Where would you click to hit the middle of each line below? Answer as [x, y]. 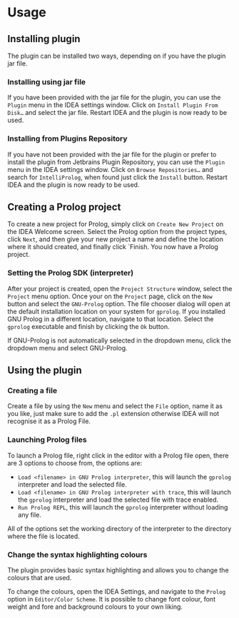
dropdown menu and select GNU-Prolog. [67, 348]
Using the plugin [45, 371]
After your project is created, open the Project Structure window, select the [120, 288]
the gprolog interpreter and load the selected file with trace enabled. [118, 500]
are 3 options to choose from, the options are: [75, 463]
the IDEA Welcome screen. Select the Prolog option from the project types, [117, 232]
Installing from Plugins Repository [67, 138]
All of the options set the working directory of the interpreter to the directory [119, 528]
